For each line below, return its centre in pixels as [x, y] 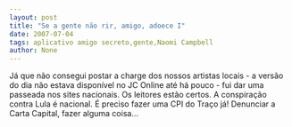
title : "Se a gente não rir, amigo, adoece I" [97, 26]
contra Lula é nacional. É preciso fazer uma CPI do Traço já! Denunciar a [142, 104]
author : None [33, 51]
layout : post [33, 17]
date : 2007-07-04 [42, 34]
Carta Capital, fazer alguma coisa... [74, 114]
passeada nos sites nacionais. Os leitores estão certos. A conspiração [138, 95]
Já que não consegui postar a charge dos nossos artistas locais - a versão [146, 75]
